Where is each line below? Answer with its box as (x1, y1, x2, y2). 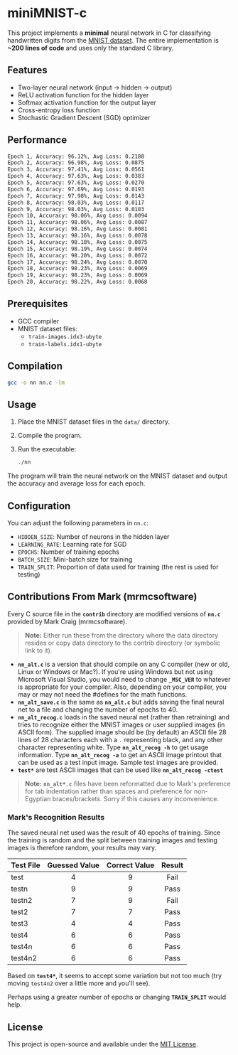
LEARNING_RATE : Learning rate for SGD (17, 540, 127, 549)
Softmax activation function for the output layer (17, 98, 156, 107)
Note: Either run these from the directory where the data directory (24, 631, 219, 639)
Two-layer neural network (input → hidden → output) (17, 83, 173, 92)
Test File (11, 860, 40, 870)
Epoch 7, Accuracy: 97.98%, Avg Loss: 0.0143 (7, 192, 144, 200)
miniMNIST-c (7, 5, 87, 21)
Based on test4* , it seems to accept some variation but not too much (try (7, 972, 222, 980)
